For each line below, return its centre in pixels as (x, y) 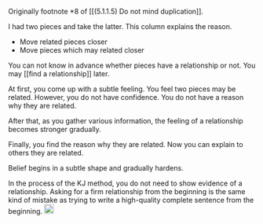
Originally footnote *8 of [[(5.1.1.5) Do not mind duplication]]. (106, 11)
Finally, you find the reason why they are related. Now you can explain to (126, 144)
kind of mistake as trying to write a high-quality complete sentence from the (131, 200)
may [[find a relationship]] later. (59, 73)
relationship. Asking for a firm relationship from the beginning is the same (127, 191)
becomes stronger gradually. (55, 129)
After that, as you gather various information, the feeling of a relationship (126, 121)
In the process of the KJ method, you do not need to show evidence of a (125, 183)
